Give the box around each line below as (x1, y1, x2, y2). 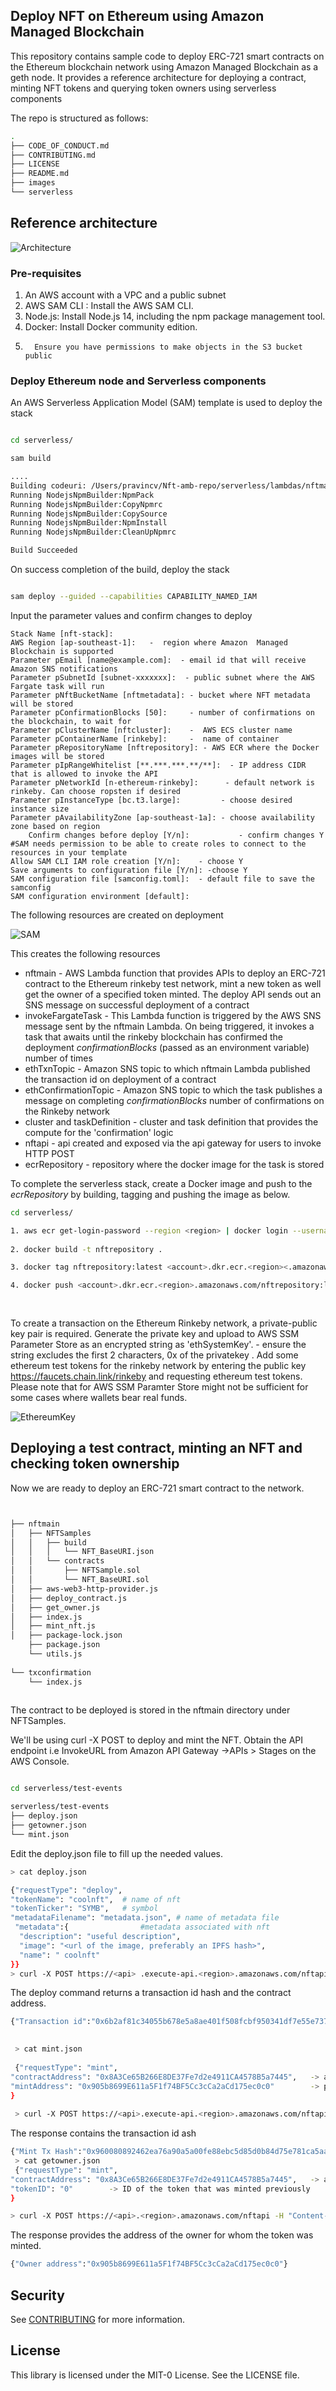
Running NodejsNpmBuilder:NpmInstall (10, 518, 168, 528)
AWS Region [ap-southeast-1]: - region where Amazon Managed (10, 637, 288, 648)
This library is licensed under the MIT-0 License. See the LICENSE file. (10, 2369, 300, 2381)
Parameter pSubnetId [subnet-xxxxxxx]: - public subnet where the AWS (10, 672, 315, 683)
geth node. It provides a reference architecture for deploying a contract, (10, 71, 307, 83)
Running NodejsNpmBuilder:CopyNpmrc (10, 499, 163, 509)
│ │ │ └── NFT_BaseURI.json (10, 1547, 155, 1557)
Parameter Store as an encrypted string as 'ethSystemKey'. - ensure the (10, 1338, 307, 1350)
